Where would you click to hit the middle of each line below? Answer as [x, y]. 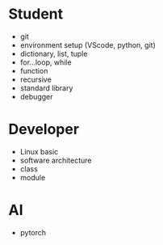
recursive [36, 79]
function [34, 70]
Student [36, 14]
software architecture [56, 160]
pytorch [33, 232]
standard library [46, 88]
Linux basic [39, 151]
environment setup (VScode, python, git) [88, 44]
